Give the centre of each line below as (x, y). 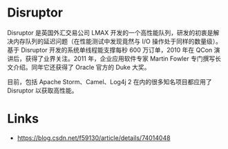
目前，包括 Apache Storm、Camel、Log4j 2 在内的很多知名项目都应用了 (110, 81)
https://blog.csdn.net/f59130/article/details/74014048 (94, 138)
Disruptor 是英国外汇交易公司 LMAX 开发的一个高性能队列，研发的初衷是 (110, 32)
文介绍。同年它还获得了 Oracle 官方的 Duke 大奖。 (79, 67)
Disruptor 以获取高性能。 (42, 90)
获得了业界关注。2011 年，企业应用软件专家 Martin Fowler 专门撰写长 (123, 58)
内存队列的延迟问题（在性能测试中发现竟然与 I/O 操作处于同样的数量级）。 (117, 41)
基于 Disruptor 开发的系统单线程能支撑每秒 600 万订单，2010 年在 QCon (110, 50)
